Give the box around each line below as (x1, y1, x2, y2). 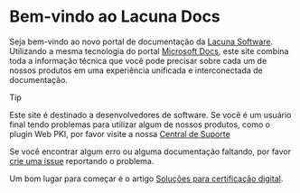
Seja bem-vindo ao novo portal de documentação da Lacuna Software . (9, 36, 274, 47)
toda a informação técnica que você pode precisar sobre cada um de (9, 55, 267, 66)
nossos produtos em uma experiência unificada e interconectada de (9, 65, 264, 76)
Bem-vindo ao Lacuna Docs (9, 6, 221, 27)
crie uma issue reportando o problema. (9, 155, 155, 166)
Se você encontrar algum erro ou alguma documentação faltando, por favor (9, 146, 292, 157)
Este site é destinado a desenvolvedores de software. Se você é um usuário (9, 109, 292, 120)
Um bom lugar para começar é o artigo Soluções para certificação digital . (9, 173, 284, 184)
